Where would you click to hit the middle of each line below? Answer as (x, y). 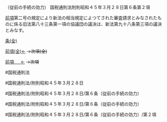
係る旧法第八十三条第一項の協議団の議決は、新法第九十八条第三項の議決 (88, 24)
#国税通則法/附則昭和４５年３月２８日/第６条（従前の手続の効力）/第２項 (81, 115)
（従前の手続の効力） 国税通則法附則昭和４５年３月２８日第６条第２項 (78, 7)
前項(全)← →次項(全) (26, 51)
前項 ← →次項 (22, 62)
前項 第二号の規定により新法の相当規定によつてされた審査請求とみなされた (81, 18)
